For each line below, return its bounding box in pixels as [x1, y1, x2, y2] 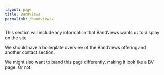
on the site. [5, 35, 28, 41]
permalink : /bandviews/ [5, 16, 54, 21]
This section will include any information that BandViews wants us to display [5, 30, 160, 36]
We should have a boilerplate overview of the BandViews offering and [5, 45, 146, 50]
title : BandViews [5, 12, 41, 17]
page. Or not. [5, 64, 32, 70]
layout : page [5, 7, 32, 12]
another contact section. [5, 50, 55, 55]
